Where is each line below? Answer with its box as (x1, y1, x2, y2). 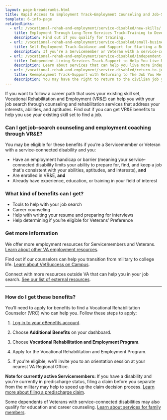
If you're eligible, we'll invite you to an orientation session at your (12, 358, 146, 364)
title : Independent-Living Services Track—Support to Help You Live (14, 58, 159, 63)
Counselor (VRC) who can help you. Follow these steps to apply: (5, 310, 137, 316)
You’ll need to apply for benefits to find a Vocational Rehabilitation (5, 304, 140, 310)
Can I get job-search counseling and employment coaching (5, 124, 151, 131)
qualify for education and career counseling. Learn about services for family (5, 404, 162, 410)
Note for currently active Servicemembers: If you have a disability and (5, 373, 152, 379)
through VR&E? (5, 130, 43, 137)
